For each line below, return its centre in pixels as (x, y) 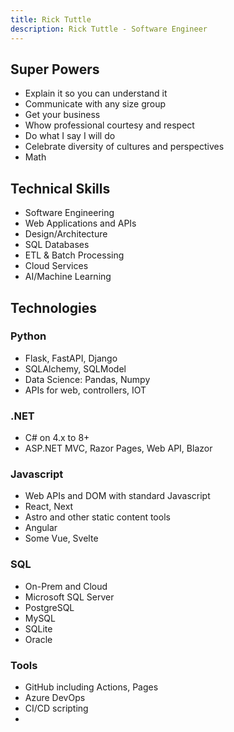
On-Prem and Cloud (66, 586)
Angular (41, 528)
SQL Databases (57, 245)
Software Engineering (69, 213)
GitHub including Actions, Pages (91, 687)
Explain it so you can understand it (96, 93)
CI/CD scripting (56, 708)
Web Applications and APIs (80, 223)
